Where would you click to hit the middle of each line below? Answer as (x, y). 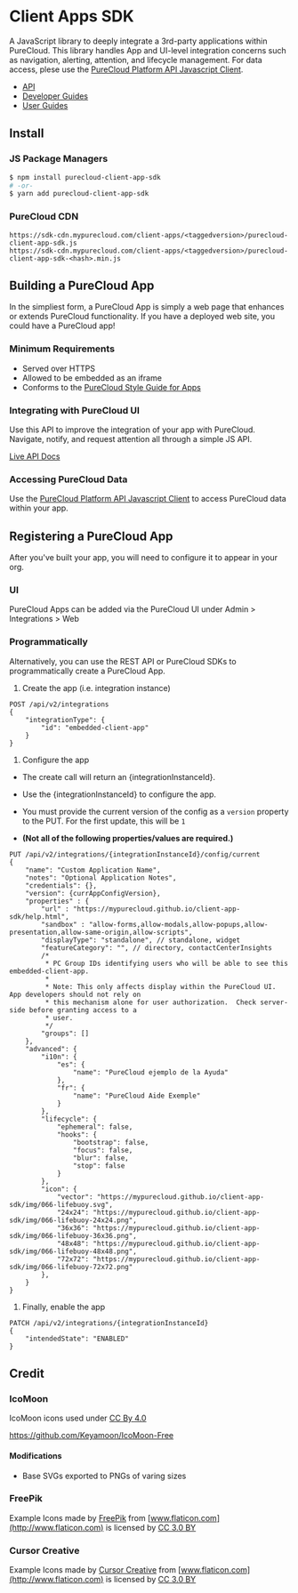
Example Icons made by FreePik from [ (80, 1517)
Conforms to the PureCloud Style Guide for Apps (112, 387)
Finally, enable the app (63, 1307)
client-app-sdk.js (43, 243)
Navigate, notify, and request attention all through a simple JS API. (131, 438)
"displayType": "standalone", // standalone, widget (141, 940)
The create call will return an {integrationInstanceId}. (119, 776)
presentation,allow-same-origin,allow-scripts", (101, 932)
